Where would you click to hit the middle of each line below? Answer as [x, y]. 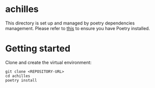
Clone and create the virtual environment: [48, 62]
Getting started [38, 49]
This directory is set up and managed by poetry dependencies [70, 23]
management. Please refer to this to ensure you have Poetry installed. [78, 28]
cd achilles [18, 76]
